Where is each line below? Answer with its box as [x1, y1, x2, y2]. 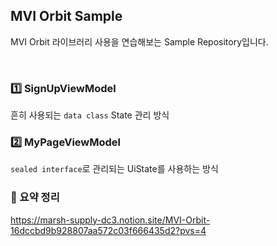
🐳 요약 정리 [10, 190, 60, 204]
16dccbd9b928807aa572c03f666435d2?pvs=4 [10, 224, 207, 236]
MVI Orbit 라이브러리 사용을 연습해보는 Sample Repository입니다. [10, 35, 269, 48]
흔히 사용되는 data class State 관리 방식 [10, 109, 170, 121]
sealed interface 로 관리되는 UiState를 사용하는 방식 [10, 163, 219, 175]
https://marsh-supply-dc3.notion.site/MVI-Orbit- [10, 214, 211, 226]
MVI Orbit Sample [10, 8, 123, 25]
